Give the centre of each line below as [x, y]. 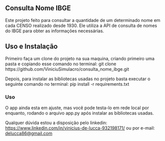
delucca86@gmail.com [29, 133]
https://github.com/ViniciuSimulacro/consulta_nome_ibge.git [67, 69]
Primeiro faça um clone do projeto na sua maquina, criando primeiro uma [80, 58]
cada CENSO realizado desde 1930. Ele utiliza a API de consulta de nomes [81, 25]
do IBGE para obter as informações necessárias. [55, 31]
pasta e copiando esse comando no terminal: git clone [61, 64]
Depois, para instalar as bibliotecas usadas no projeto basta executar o [78, 79]
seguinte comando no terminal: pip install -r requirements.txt [67, 84]
